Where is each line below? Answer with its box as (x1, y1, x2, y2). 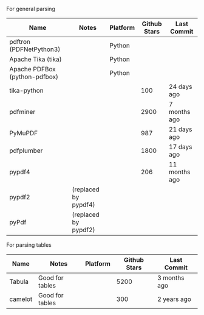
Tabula (9, 277, 29, 286)
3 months (157, 274, 185, 282)
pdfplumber (9, 146, 43, 155)
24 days (169, 82, 192, 91)
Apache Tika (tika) (9, 55, 62, 63)
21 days (169, 125, 192, 133)
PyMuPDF (9, 129, 38, 137)
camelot (9, 295, 33, 303)
